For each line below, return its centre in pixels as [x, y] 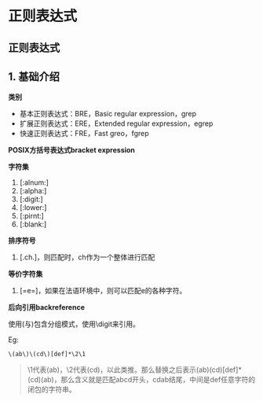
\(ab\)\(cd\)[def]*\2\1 [47, 355]
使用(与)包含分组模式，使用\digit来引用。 [74, 324]
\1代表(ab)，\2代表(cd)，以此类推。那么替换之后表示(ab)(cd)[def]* [134, 370]
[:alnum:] [34, 182]
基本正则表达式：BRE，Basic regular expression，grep [108, 114]
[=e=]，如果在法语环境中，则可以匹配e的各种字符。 [103, 291]
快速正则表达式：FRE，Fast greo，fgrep [84, 134]
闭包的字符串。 [51, 389]
